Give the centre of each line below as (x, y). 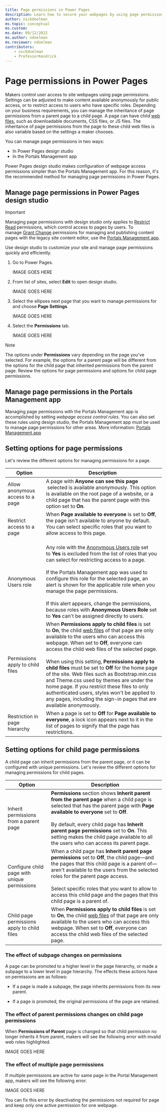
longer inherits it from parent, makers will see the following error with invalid (83, 1037)
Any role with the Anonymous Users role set (97, 547)
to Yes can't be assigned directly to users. (95, 616)
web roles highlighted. (28, 1042)
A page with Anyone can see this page (92, 481)
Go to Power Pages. (33, 263)
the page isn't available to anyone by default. (98, 521)
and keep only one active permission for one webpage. (62, 1106)
